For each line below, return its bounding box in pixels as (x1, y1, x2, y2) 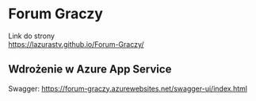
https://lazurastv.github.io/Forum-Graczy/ (8, 39, 144, 49)
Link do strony (8, 31, 55, 41)
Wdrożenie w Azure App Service (8, 63, 172, 76)
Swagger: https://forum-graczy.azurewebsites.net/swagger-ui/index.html (8, 84, 248, 93)
